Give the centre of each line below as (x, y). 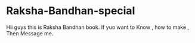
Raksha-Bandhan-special (71, 11)
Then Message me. (30, 33)
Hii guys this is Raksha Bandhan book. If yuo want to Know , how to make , (98, 27)
